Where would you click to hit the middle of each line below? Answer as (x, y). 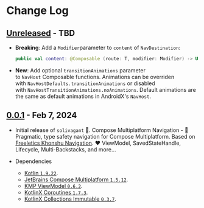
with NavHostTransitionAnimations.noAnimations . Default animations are (105, 89)
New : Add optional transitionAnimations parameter (80, 70)
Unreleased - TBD (40, 33)
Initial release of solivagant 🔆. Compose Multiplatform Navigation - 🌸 (102, 130)
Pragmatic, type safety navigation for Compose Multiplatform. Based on (105, 136)
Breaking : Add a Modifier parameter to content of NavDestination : (98, 47)
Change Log (37, 11)
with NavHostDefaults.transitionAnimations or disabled (85, 83)
